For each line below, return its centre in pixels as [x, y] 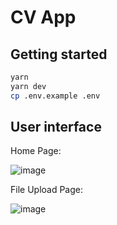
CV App [43, 17]
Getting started [59, 54]
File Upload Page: [47, 190]
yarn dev [28, 86]
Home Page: [36, 151]
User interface [56, 127]
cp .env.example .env [55, 96]
